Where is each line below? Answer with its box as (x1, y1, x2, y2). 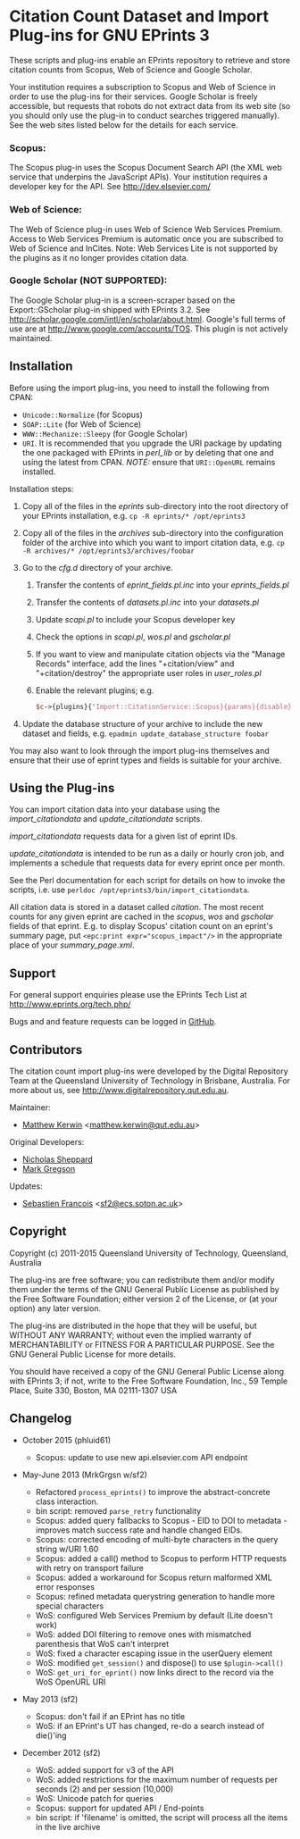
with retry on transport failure (35, 1562, 145, 1573)
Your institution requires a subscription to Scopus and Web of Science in (9, 81, 276, 92)
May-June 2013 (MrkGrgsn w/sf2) (21, 1469, 147, 1480)
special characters (35, 1601, 104, 1611)
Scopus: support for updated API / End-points (35, 1802, 204, 1813)
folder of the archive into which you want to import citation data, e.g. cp (21, 537, 285, 548)
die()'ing (35, 1730, 67, 1741)
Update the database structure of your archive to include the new (21, 718, 263, 729)
